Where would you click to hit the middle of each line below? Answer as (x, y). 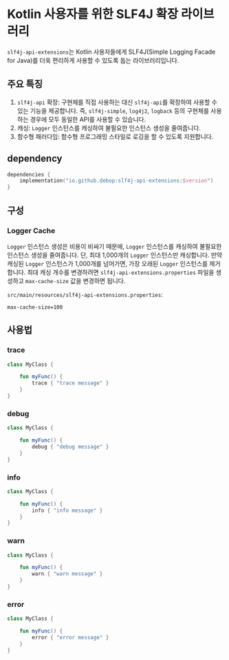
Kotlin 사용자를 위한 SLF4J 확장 (93, 14)
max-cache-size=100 (35, 307)
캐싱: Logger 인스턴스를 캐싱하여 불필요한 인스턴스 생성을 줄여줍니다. (109, 127)
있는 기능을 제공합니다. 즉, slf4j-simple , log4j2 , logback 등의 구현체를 (113, 110)
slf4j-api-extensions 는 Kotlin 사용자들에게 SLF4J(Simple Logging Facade (111, 52)
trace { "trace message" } (70, 383)
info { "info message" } (67, 511)
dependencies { (29, 174)
